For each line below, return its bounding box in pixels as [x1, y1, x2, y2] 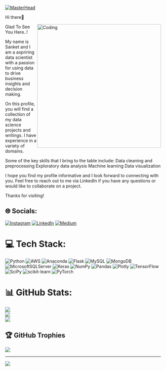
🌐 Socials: [5, 207, 38, 215]
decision [5, 86, 23, 92]
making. [5, 92, 22, 97]
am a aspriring [5, 49, 35, 55]
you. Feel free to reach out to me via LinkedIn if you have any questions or [5, 178, 156, 184]
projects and [5, 127, 31, 133]
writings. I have [5, 133, 36, 138]
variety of [5, 143, 25, 148]
